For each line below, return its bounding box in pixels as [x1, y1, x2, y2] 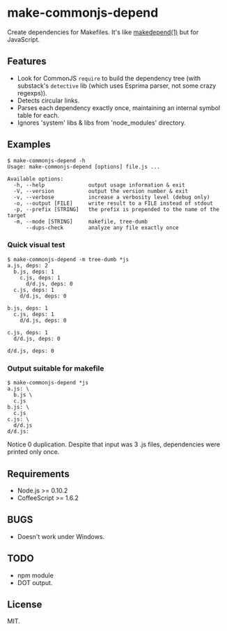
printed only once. [7, 448, 60, 456]
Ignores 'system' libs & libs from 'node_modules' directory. [17, 118, 187, 127]
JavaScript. [7, 35, 40, 43]
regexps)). [17, 88, 47, 97]
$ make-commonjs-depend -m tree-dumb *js [7, 256, 130, 263]
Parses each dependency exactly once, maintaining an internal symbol [17, 103, 221, 112]
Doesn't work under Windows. [17, 532, 105, 540]
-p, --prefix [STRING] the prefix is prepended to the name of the [13, 205, 219, 213]
